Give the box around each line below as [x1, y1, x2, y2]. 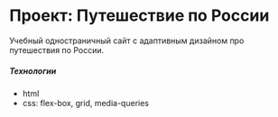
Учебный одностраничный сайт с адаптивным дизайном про [9, 35, 245, 46]
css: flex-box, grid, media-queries [22, 97, 149, 108]
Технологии [9, 65, 57, 76]
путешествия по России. [9, 44, 105, 55]
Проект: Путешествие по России [9, 5, 270, 26]
